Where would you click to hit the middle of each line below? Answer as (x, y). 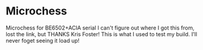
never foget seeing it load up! (43, 40)
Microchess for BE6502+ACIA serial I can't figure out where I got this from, (100, 28)
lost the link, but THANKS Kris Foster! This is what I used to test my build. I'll (102, 34)
